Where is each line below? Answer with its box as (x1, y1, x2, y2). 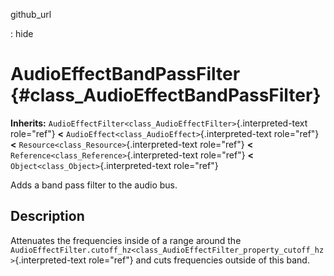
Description (10, 208, 85, 225)
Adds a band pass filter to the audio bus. (10, 179, 178, 191)
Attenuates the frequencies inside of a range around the (10, 234, 242, 246)
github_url (10, 9, 52, 20)
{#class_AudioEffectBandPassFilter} (10, 84, 322, 107)
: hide (10, 28, 34, 39)
